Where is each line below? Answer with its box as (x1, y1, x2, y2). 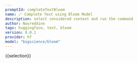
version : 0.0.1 (5, 30, 36, 35)
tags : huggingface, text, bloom (5, 26, 71, 31)
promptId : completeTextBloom (5, 7, 65, 12)
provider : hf (5, 35, 32, 40)
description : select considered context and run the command (5, 16, 134, 21)
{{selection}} (5, 53, 31, 59)
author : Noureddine (5, 21, 45, 26)
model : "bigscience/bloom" (5, 39, 61, 44)
